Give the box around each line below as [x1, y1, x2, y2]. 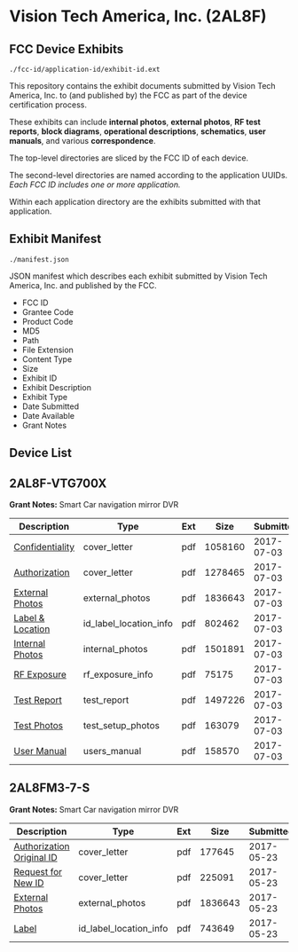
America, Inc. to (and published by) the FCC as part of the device [9, 90, 247, 100]
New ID [13, 877, 44, 889]
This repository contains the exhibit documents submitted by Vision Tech [9, 81, 277, 90]
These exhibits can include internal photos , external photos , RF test [9, 117, 262, 127]
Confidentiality [13, 541, 75, 554]
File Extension [21, 344, 74, 355]
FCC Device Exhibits [9, 42, 124, 57]
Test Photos [13, 720, 64, 732]
